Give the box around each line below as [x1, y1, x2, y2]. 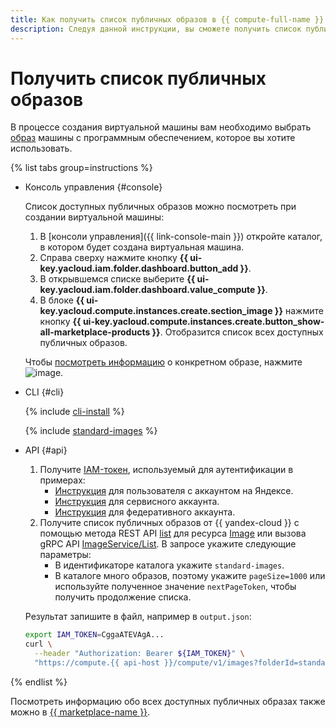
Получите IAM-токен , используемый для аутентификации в [39, 464, 294, 476]
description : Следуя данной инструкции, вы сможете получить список [10, 24, 302, 34]
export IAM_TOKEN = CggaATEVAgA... [24, 630, 165, 640]
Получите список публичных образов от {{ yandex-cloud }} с [39, 517, 300, 529]
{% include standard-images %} [24, 425, 158, 437]
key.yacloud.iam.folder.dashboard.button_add [39, 262, 239, 275]
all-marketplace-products [39, 326, 151, 338]
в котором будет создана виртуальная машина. [39, 241, 245, 253]
